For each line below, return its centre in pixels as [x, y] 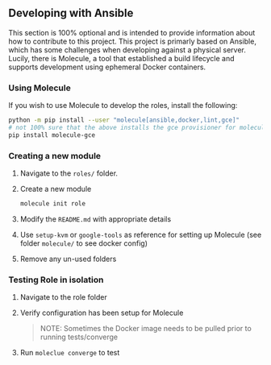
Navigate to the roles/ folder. [69, 173]
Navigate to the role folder [63, 297]
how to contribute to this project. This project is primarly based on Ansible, [132, 41]
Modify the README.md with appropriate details [96, 219]
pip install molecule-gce [52, 135]
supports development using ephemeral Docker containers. [107, 67]
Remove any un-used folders [68, 259]
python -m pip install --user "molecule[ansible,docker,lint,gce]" [124, 120]
